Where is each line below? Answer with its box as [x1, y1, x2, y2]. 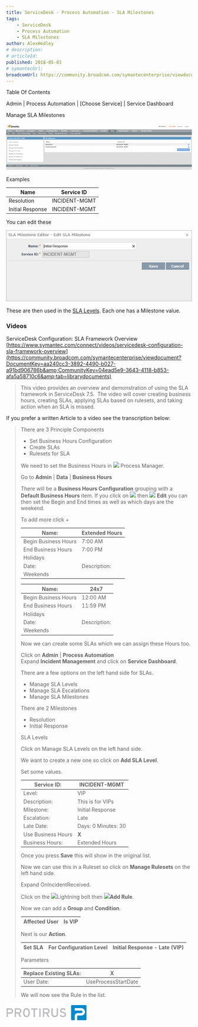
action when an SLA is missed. [20, 403, 95, 410]
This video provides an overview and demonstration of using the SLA [20, 384, 189, 392]
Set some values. [20, 768, 63, 775]
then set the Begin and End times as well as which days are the [20, 498, 174, 506]
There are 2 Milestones [20, 705, 77, 712]
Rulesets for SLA [29, 450, 70, 457]
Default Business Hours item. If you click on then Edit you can [20, 492, 187, 499]
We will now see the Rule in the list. [20, 991, 107, 998]
